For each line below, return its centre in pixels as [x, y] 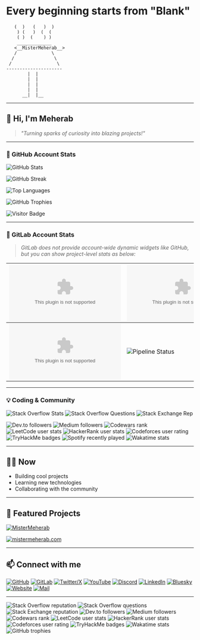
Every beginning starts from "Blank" [98, 11]
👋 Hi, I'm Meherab [40, 119]
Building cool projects [41, 476]
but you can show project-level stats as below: [78, 254]
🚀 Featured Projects [43, 513]
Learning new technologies [48, 483]
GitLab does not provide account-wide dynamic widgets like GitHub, [105, 248]
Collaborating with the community [56, 489]
